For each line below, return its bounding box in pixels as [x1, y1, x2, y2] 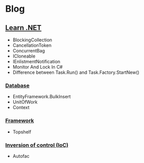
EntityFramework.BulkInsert [12, 94, 71, 100]
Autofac [12, 153, 30, 159]
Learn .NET [5, 23, 42, 32]
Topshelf [12, 128, 32, 135]
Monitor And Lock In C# [12, 64, 63, 70]
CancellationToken [12, 42, 52, 48]
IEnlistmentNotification [12, 59, 61, 64]
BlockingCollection [12, 37, 52, 43]
